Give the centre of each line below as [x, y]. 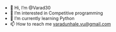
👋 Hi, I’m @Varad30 [30, 8]
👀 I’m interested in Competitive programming [56, 13]
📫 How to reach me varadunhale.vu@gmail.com [60, 24]
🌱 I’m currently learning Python [42, 18]
